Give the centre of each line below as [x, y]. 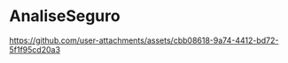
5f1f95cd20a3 [35, 49]
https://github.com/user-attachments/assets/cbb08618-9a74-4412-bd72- [144, 40]
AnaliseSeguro [65, 16]
